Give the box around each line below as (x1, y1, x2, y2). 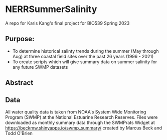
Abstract (5, 79, 34, 87)
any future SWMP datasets (12, 64, 68, 70)
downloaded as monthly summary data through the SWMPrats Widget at (5, 119, 155, 125)
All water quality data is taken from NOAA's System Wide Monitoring (5, 109, 146, 115)
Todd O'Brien (5, 130, 33, 136)
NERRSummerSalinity (5, 4, 97, 15)
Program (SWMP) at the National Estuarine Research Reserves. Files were (5, 114, 158, 120)
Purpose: (5, 35, 35, 43)
